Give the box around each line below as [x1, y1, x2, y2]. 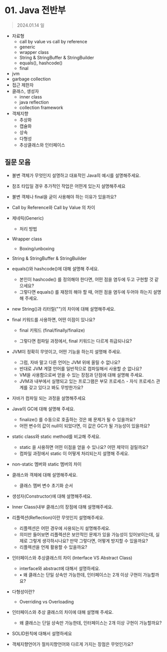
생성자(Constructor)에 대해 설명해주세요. [11, 493, 92, 499]
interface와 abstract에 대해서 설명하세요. [19, 565, 100, 571]
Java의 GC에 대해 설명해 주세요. [11, 406, 75, 412]
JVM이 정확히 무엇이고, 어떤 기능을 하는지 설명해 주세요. [11, 348, 122, 354]
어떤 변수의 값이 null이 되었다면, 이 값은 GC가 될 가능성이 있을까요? [19, 423, 150, 429]
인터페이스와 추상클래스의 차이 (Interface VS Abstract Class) [11, 554, 132, 561]
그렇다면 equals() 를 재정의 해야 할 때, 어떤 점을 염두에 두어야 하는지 [19, 289, 152, 295]
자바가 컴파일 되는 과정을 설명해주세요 [11, 395, 86, 401]
